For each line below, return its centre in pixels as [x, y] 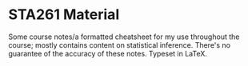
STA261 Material [64, 15]
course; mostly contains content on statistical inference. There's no [119, 45]
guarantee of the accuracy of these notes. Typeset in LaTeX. [108, 53]
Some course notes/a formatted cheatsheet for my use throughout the [124, 37]
